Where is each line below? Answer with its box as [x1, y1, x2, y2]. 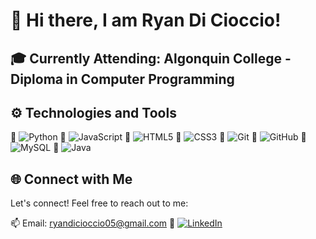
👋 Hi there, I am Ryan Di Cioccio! [10, 9, 282, 32]
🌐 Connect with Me [10, 170, 133, 188]
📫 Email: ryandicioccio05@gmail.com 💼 [10, 217, 176, 229]
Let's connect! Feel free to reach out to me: [10, 197, 189, 209]
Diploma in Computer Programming [10, 70, 235, 88]
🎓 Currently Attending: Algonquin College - [10, 50, 292, 67]
